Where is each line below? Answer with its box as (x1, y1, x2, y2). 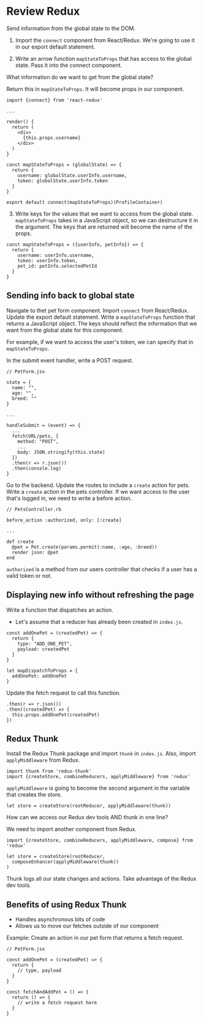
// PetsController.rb (6, 506, 62, 512)
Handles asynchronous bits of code (15, 916, 105, 923)
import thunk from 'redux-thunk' (6, 768, 92, 774)
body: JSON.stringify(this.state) (17, 449, 105, 455)
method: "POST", (17, 438, 59, 445)
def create (6, 539, 34, 545)
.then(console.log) (12, 465, 62, 471)
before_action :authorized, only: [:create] (6, 517, 122, 523)
